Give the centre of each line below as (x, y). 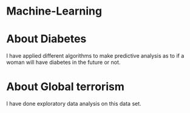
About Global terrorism (65, 87)
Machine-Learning (54, 11)
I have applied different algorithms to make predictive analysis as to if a (95, 56)
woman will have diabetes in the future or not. (63, 63)
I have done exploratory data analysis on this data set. (74, 104)
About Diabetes (46, 39)
